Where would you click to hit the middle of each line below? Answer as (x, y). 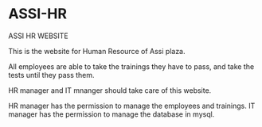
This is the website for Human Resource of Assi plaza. (97, 51)
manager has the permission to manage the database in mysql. (111, 114)
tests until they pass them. (51, 75)
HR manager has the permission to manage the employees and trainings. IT (132, 106)
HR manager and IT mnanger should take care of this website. (110, 90)
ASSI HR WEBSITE (39, 36)
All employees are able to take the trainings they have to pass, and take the (131, 66)
